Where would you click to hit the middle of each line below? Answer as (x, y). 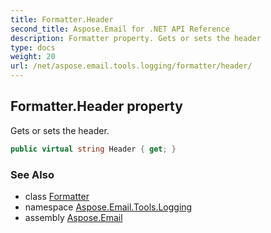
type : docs (33, 47)
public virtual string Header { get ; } (93, 149)
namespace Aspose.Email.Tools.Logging (108, 207)
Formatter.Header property (96, 106)
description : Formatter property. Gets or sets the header (136, 38)
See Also (32, 174)
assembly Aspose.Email (73, 217)
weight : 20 (33, 57)
